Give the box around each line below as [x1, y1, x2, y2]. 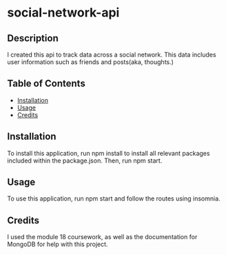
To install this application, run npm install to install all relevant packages [7, 149, 210, 157]
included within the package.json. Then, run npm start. [7, 156, 163, 165]
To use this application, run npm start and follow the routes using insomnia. [7, 194, 220, 203]
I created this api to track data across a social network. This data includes [7, 50, 216, 59]
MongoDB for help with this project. [7, 240, 108, 249]
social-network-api [7, 5, 120, 21]
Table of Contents [7, 78, 86, 90]
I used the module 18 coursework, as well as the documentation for [7, 233, 198, 241]
